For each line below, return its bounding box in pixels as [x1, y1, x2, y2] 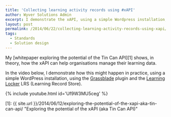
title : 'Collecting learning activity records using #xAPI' [5, 7, 136, 13]
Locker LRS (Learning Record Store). [5, 80, 82, 86]
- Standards [10, 36, 36, 41]
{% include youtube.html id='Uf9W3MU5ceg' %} [5, 90, 108, 97]
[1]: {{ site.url [5, 100, 33, 106]
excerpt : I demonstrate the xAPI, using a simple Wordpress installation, [5, 17, 167, 22]
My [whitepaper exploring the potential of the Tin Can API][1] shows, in [5, 54, 154, 61]
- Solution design [10, 41, 49, 46]
